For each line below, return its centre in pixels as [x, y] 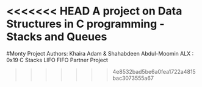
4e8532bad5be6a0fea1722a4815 [154, 71]
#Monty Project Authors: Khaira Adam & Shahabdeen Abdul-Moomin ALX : [100, 53]
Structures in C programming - [85, 24]
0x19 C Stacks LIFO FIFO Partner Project [57, 60]
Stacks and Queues [57, 37]
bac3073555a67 [133, 78]
